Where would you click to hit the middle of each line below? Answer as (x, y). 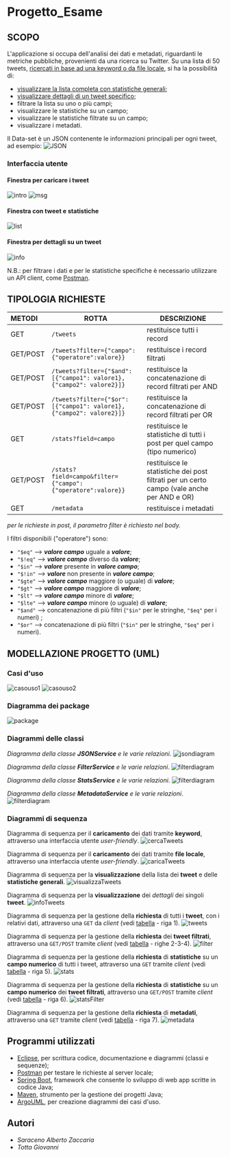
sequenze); (33, 1065)
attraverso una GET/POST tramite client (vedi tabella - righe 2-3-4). (99, 943)
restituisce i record (177, 350)
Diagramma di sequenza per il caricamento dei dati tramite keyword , (105, 833)
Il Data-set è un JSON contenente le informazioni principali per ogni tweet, (112, 139)
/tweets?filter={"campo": (93, 351)
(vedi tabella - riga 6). (38, 999)
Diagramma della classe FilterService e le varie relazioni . (88, 767)
